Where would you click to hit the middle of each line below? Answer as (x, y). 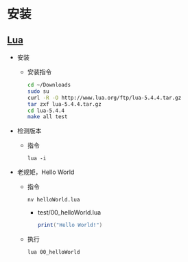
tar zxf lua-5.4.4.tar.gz (64, 104)
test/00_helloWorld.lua (69, 212)
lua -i (37, 159)
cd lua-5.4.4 (46, 111)
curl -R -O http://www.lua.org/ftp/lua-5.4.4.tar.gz (104, 98)
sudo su (38, 91)
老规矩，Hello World (46, 172)
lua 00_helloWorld (54, 252)
